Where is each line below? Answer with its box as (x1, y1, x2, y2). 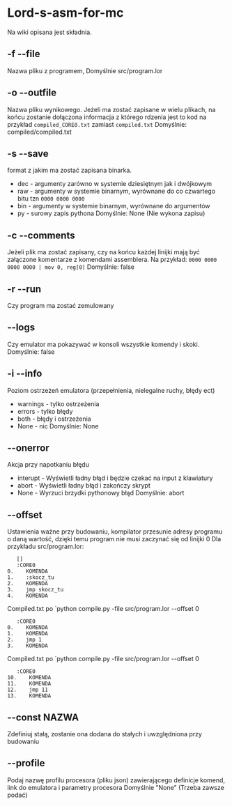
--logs (7, 322, 36, 334)
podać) (7, 791, 28, 799)
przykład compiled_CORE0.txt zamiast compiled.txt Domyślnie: (7, 120, 187, 128)
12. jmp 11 (7, 686, 49, 694)
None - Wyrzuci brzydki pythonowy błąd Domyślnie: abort (17, 489, 185, 497)
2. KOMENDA (7, 580, 49, 587)
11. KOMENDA (7, 681, 52, 688)
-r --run (7, 283, 42, 295)
